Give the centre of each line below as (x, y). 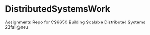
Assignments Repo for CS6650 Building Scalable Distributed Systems (75, 22)
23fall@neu (17, 27)
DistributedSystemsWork (58, 9)
